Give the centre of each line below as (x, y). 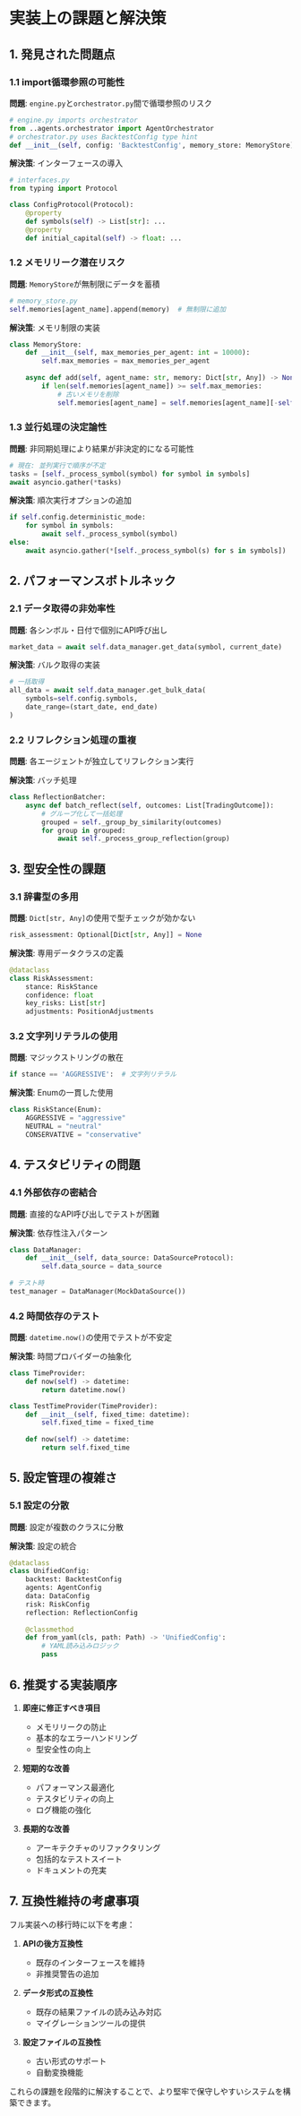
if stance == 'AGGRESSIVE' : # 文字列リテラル (93, 1075)
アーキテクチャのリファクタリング (98, 1847)
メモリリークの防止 (71, 1726)
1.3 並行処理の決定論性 (58, 427)
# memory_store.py (43, 301)
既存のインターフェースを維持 (90, 1962)
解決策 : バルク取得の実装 (55, 665)
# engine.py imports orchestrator (74, 120)
